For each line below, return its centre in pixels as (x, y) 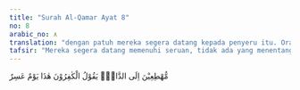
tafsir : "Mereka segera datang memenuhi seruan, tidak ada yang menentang (151, 51)
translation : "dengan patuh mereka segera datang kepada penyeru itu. (143, 42)
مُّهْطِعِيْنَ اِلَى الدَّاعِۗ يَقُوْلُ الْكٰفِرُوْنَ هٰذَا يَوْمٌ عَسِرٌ (89, 76)
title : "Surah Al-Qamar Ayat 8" (69, 17)
